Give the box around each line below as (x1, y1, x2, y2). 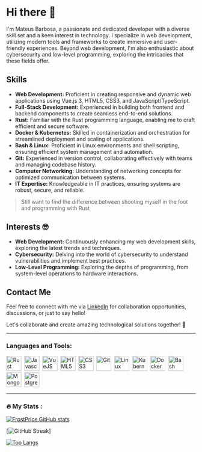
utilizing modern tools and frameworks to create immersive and (6, 38, 164, 45)
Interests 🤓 (6, 222, 49, 232)
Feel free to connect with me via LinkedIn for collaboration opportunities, (6, 303, 186, 310)
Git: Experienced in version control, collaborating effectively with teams (14, 154, 193, 162)
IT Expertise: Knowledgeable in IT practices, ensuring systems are (14, 180, 181, 187)
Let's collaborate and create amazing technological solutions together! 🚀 (6, 321, 186, 328)
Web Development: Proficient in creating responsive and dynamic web (14, 90, 191, 98)
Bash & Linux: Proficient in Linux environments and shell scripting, (14, 141, 180, 149)
